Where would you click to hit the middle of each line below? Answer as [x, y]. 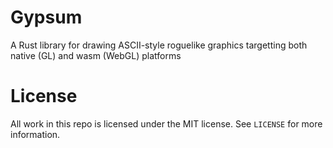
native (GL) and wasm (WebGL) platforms [96, 55]
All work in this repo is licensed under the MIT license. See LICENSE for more [166, 123]
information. [35, 134]
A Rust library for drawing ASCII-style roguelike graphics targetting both [159, 45]
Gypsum [46, 17]
